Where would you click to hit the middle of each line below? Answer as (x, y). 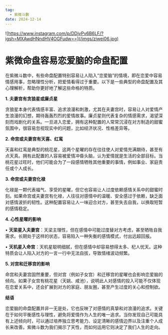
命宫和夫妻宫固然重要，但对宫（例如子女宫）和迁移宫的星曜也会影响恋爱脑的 (84, 275)
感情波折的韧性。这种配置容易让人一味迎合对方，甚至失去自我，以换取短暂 (86, 202)
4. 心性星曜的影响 (23, 219)
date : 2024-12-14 (23, 19)
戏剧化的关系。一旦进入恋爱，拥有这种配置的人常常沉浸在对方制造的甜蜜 (88, 122)
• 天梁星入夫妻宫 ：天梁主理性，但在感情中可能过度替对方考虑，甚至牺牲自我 (84, 230)
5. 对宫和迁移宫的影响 (27, 264)
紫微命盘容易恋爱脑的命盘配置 (67, 61)
